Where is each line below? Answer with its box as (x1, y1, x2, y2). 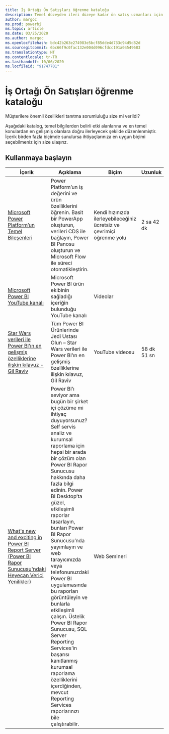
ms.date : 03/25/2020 (5, 31, 49, 36)
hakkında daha (50, 473, 86, 481)
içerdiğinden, (50, 682, 82, 689)
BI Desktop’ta (50, 493, 82, 500)
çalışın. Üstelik (50, 613, 85, 620)
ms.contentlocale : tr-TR (5, 54, 57, 60)
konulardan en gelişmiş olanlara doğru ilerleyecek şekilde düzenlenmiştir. (5, 128, 157, 135)
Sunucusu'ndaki (8, 565, 46, 572)
